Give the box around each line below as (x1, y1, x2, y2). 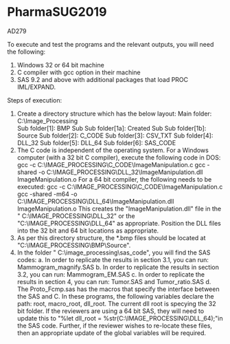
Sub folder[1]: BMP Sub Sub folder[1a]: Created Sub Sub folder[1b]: (16, 124, 207, 132)
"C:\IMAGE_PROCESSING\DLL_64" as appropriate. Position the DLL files (16, 219, 221, 227)
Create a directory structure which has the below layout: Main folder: (16, 109, 212, 118)
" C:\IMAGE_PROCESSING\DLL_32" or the (16, 211, 135, 220)
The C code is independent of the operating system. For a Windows (16, 146, 209, 154)
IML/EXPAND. (16, 83, 56, 91)
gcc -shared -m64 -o (16, 190, 78, 198)
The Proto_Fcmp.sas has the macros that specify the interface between (16, 285, 220, 293)
